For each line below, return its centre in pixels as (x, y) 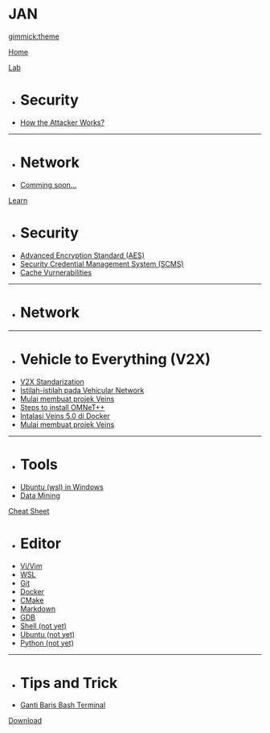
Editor (41, 543)
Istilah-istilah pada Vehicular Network (82, 390)
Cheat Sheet (29, 511)
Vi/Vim (31, 565)
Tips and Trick (69, 683)
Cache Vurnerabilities (56, 272)
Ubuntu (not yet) (47, 634)
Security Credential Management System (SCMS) (102, 263)
